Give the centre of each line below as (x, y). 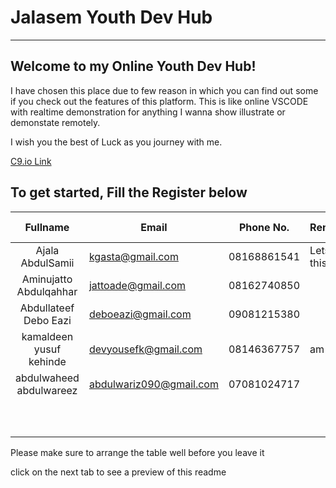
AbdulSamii (47, 263)
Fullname (47, 227)
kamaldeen (47, 336)
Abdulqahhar (47, 291)
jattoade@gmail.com (137, 285)
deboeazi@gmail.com (140, 314)
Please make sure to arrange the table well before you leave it (137, 452)
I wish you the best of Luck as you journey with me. (116, 142)
